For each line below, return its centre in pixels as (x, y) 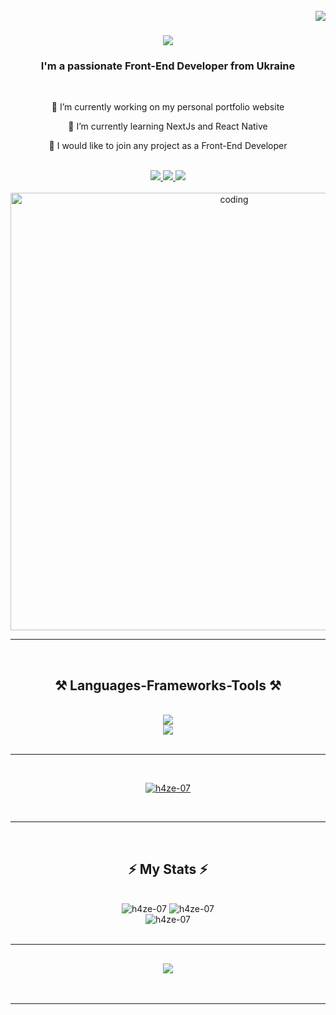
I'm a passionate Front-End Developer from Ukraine (168, 66)
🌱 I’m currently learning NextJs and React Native (168, 126)
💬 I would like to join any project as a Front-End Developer (168, 146)
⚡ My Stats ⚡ (168, 869)
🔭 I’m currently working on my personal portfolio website (168, 107)
